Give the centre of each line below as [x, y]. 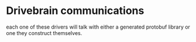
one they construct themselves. [44, 33]
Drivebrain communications [75, 11]
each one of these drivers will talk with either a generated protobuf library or [98, 27]
